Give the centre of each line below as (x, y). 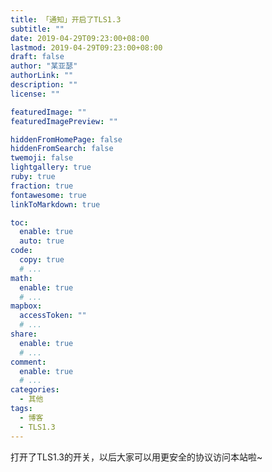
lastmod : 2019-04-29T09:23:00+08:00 (86, 47)
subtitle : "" (37, 29)
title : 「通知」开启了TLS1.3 (66, 19)
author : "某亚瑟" (44, 66)
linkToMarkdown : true (55, 204)
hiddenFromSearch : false (62, 149)
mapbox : (26, 306)
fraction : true (42, 186)
